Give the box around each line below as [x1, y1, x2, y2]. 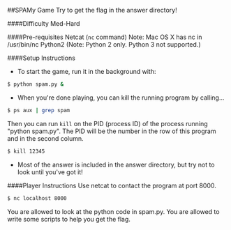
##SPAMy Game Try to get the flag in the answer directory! [7, 6, 178, 14]
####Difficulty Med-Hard [7, 20, 80, 27]
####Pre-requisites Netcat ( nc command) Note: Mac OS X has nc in [7, 33, 202, 41]
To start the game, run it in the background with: [17, 68, 156, 75]
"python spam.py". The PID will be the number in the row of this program [7, 127, 216, 135]
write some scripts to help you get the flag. [7, 215, 131, 223]
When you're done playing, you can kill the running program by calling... [17, 93, 225, 102]
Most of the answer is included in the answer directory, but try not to [17, 160, 215, 169]
